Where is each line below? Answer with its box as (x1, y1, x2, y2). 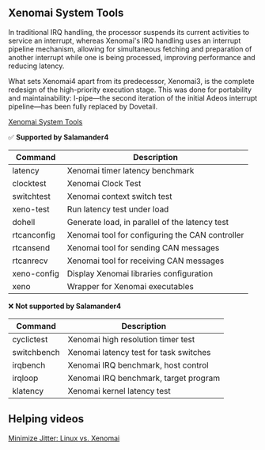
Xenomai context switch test (66, 190, 172, 201)
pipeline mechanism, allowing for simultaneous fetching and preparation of (8, 44, 252, 54)
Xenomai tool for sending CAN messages (66, 242, 220, 253)
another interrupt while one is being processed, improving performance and (8, 52, 256, 62)
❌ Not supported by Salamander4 (8, 301, 122, 311)
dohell (12, 216, 36, 227)
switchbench (12, 346, 61, 357)
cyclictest (12, 334, 48, 345)
